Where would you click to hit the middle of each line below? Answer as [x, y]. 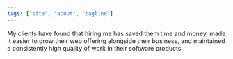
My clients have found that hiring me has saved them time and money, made [116, 33]
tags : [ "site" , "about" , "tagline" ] [60, 14]
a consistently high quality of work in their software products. [95, 48]
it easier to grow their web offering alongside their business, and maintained [116, 41]
